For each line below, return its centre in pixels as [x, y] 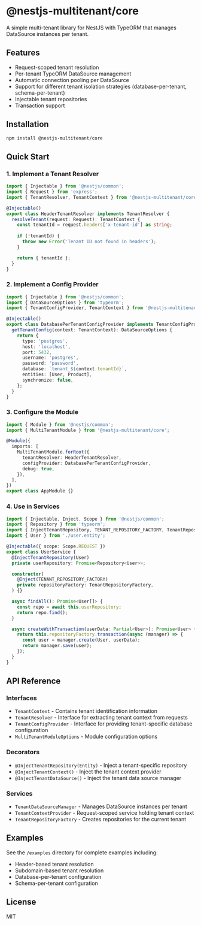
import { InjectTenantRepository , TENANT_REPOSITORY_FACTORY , [85, 530]
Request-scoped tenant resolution [57, 67]
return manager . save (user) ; [57, 646]
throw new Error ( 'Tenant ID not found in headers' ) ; [89, 241]
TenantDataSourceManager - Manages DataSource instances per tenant [101, 806]
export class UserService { [41, 552]
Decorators [23, 752]
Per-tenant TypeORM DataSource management [73, 74]
